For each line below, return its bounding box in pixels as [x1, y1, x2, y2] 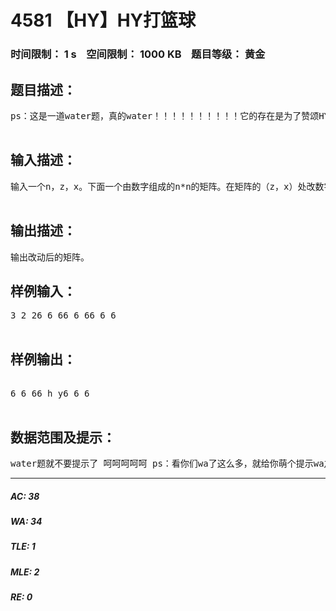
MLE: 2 [10, 566, 40, 578]
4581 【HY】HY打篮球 [10, 9, 197, 32]
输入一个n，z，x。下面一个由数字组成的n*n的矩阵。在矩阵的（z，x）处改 [10, 181, 316, 192]
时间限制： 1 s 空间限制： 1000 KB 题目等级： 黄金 [10, 47, 266, 61]
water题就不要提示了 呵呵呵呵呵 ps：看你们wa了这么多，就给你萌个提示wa [10, 457, 325, 469]
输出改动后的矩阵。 [10, 251, 90, 263]
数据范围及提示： [10, 429, 116, 446]
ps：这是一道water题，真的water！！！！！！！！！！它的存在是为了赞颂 [10, 110, 320, 121]
